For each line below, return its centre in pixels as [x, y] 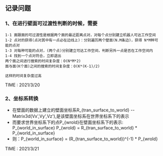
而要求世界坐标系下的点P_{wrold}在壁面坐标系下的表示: [68, 122]
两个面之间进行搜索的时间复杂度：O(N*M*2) [43, 61]
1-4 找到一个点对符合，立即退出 [33, 56]
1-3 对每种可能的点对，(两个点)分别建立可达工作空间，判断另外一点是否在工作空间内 [79, 51]
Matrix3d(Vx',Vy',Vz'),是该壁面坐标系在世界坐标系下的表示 [71, 116]
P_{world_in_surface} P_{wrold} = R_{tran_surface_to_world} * [75, 128]
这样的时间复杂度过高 [23, 76]
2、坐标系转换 [22, 98]
